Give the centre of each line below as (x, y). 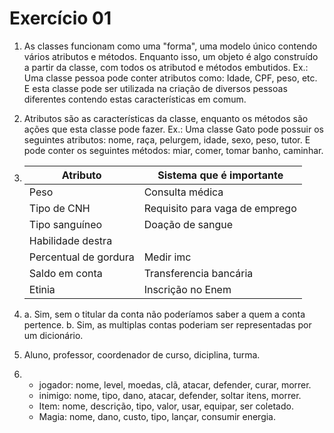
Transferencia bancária (198, 273)
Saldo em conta (65, 273)
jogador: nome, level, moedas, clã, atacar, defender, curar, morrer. (175, 384)
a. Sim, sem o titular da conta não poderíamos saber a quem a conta (164, 314)
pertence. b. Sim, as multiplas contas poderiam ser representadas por (167, 324)
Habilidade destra (70, 240)
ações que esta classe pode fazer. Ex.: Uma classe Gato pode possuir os (173, 129)
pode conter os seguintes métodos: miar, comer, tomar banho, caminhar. (173, 150)
